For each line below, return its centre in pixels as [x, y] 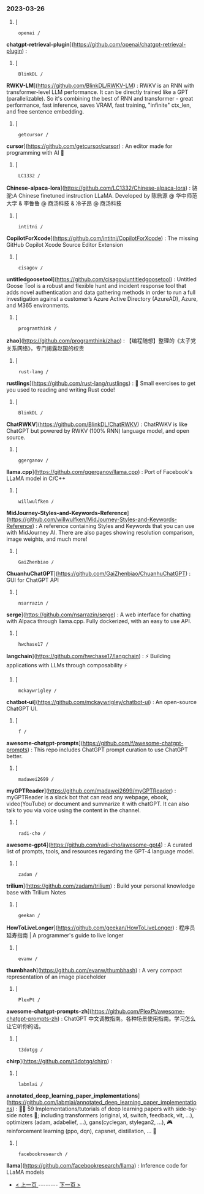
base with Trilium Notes [36, 893]
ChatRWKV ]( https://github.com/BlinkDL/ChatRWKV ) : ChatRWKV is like [97, 424]
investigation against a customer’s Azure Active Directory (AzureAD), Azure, [102, 299]
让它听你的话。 [25, 1026]
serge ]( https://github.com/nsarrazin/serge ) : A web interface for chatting [99, 614]
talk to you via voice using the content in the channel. [74, 810]
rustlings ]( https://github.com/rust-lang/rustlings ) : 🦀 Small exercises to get [101, 383]
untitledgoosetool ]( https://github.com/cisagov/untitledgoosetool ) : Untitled [102, 279]
